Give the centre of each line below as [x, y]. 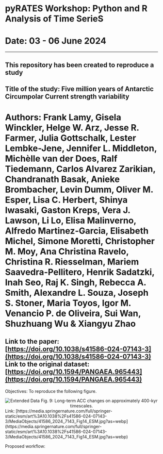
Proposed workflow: [25, 446]
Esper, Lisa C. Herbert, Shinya [66, 200]
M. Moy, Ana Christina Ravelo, [67, 252]
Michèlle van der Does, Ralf [61, 159]
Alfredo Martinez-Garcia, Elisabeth [77, 231]
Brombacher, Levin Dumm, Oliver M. [79, 190]
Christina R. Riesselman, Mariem [72, 262]
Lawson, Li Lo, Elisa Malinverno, [71, 221]
